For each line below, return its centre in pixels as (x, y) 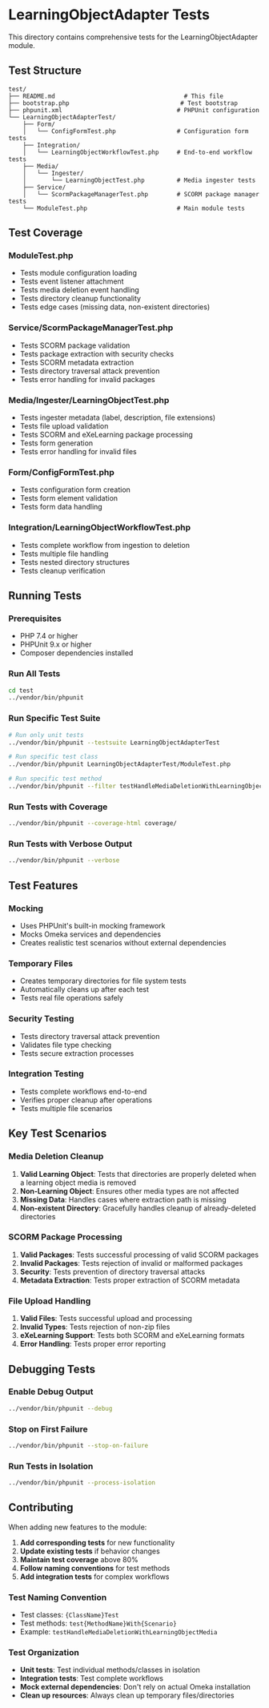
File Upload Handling (50, 1301)
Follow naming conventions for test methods (95, 1568)
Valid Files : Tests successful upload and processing (106, 1319)
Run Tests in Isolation (51, 1466)
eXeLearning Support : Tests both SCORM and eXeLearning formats (132, 1335)
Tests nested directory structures (75, 562)
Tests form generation (56, 443)
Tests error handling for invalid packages (87, 379)
